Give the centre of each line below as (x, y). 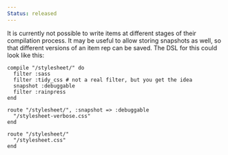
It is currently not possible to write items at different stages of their (102, 33)
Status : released (32, 13)
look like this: (26, 55)
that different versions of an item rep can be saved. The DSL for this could (112, 48)
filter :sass (32, 74)
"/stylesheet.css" (40, 140)
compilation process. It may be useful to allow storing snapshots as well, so (114, 40)
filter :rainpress (40, 92)
